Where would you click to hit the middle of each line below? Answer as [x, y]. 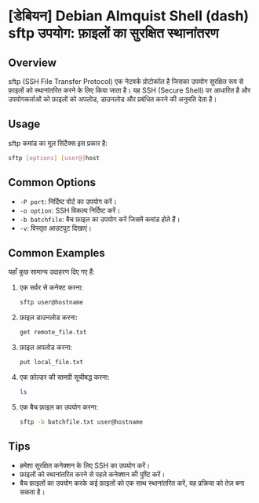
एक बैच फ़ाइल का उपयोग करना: [59, 406]
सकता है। [32, 492]
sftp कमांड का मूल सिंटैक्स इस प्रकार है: [58, 143]
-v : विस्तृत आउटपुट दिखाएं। [55, 228]
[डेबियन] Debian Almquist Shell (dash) [129, 16]
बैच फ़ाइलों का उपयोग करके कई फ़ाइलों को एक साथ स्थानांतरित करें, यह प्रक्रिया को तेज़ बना [132, 483]
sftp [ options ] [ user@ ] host [54, 158]
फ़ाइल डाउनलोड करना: [49, 318]
